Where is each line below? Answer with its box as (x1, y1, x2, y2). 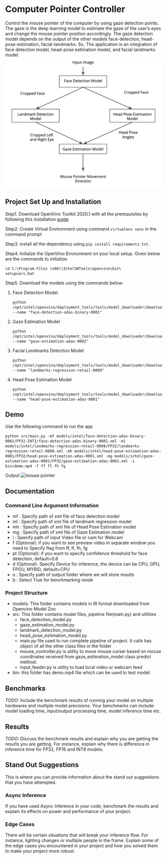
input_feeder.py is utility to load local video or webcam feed (19, 664, 143, 670)
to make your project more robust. (5, 848, 75, 854)
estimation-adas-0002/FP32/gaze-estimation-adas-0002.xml (5, 459, 128, 464)
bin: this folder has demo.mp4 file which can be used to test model (12, 670, 150, 676)
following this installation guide (5, 216, 69, 222)
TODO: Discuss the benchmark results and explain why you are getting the (5, 736, 159, 742)
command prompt (5, 231, 42, 237)
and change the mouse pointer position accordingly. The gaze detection (5, 30, 154, 36)
